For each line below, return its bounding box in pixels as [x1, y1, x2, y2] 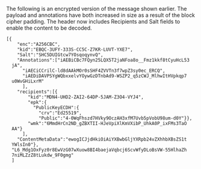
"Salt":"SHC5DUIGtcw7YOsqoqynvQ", [17, 52, 104, 58]
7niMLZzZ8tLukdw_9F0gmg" [11, 152, 74, 158]
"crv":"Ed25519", [38, 110, 82, 116]
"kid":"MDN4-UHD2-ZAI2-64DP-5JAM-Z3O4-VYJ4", [28, 94, 144, 100]
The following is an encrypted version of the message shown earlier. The [6, 5, 187, 12]
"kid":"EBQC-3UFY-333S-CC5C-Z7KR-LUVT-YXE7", [17, 46, 134, 53]
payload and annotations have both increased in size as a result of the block [6, 11, 196, 19]
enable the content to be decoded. [6, 24, 92, 31]
